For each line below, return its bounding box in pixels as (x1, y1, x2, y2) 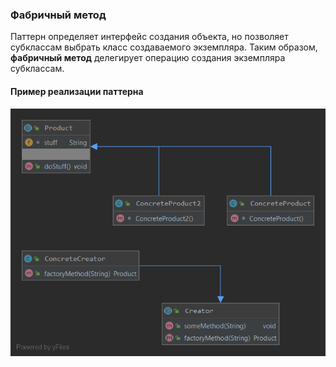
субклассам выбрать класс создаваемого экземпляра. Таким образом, (10, 41, 318, 53)
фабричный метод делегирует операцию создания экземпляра (10, 52, 286, 64)
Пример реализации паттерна (10, 85, 144, 97)
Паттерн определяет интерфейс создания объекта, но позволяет (10, 31, 289, 43)
